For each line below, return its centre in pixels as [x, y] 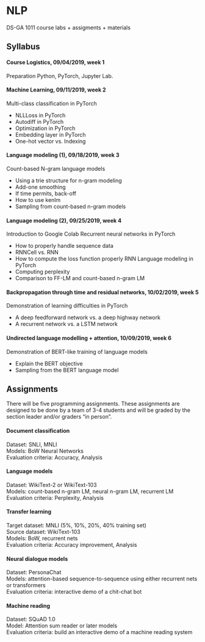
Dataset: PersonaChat [34, 572]
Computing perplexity [42, 272]
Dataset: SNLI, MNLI [32, 444]
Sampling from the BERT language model [67, 370]
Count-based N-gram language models [56, 168]
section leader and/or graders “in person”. [59, 417]
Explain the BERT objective [49, 363]
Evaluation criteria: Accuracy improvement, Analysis [72, 544]
